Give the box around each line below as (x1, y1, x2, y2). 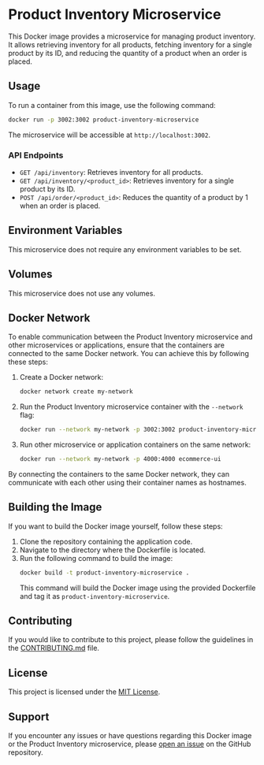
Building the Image (8, 500, 102, 514)
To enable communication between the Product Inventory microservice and (8, 332, 254, 342)
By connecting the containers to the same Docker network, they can (8, 469, 230, 478)
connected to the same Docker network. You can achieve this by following (8, 349, 250, 358)
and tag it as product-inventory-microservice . (19, 591, 170, 600)
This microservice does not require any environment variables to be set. (8, 244, 242, 254)
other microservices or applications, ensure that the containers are (8, 340, 225, 350)
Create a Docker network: (19, 373, 104, 382)
